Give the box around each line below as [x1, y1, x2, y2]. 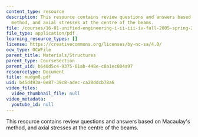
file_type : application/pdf [6, 31, 75, 36]
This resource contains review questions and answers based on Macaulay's [6, 118, 190, 125]
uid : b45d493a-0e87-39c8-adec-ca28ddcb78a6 [6, 80, 115, 86]
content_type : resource [6, 8, 65, 15]
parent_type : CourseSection [6, 58, 75, 64]
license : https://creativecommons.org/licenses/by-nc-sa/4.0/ [6, 42, 162, 48]
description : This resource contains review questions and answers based [6, 14, 192, 20]
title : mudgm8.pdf [6, 74, 51, 80]
